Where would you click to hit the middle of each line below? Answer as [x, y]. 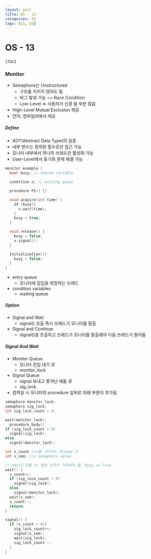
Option [12, 305]
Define [12, 128]
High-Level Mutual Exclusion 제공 [46, 110]
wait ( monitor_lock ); [26, 420]
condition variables [31, 289]
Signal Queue [26, 375]
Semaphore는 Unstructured [40, 85]
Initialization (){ [28, 254]
